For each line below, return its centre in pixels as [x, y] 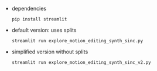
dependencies [29, 9]
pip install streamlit [39, 19]
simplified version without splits [50, 52]
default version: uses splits [44, 30]
